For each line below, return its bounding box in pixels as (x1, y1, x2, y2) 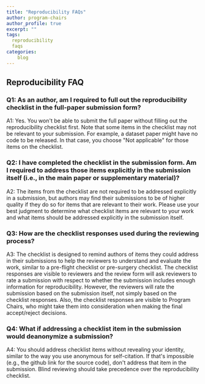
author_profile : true (6, 20, 62, 26)
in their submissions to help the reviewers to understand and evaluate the (6, 257, 192, 264)
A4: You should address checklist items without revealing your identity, (6, 346, 185, 353)
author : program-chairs (6, 15, 67, 21)
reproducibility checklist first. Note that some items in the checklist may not (6, 124, 197, 131)
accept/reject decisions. (6, 309, 67, 316)
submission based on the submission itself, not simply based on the (6, 289, 177, 297)
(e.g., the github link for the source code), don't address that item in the (6, 359, 187, 366)
